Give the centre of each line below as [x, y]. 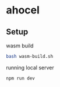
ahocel [23, 10]
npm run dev [20, 78]
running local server [30, 67]
